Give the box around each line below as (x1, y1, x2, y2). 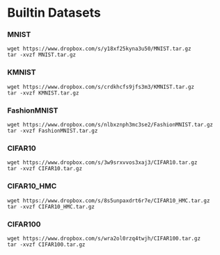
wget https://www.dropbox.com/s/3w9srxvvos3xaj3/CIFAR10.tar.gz (7, 159, 198, 166)
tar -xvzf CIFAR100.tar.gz (7, 241, 86, 248)
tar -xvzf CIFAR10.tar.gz (7, 165, 82, 172)
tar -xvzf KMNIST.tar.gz (7, 89, 79, 97)
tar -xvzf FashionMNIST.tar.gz (7, 127, 98, 135)
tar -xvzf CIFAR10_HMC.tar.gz (7, 203, 95, 210)
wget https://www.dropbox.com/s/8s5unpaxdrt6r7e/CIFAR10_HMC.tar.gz (7, 197, 210, 204)
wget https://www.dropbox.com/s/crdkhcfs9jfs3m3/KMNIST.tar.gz (7, 83, 195, 90)
